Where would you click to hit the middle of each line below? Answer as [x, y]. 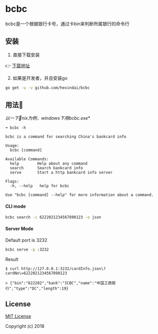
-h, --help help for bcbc [40, 186]
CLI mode [16, 206]
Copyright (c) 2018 [25, 326]
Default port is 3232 [26, 240]
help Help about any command [49, 164]
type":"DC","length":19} [42, 288]
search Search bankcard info [46, 168]
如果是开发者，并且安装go [40, 78]
